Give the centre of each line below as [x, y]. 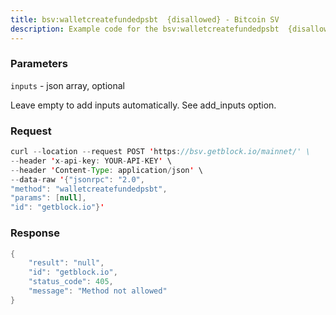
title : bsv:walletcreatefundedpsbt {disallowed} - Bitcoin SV [145, 19]
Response [35, 233]
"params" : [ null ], [48, 198]
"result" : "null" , [66, 263]
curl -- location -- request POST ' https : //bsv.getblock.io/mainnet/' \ [160, 152]
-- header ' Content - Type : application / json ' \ [106, 170]
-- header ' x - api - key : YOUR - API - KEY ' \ [91, 161]
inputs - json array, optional [68, 85]
